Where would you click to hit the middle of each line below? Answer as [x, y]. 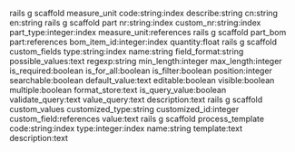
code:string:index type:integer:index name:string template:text [126, 128]
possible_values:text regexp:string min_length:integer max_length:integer [146, 61]
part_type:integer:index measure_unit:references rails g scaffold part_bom [148, 32]
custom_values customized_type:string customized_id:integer [124, 109]
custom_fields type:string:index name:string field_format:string [127, 52]
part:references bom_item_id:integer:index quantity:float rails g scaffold [143, 42]
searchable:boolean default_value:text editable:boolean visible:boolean [142, 80]
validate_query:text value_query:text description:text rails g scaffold [136, 100]
